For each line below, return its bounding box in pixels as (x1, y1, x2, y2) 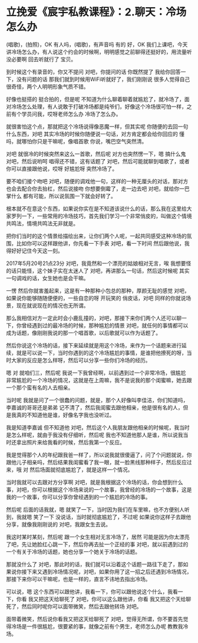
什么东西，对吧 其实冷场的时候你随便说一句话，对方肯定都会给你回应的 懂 (6, 130, 184, 137)
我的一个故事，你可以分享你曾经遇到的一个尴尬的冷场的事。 (6, 493, 151, 500)
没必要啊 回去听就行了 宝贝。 (6, 56, 77, 63)
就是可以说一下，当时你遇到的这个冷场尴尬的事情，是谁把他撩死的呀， (16, 349, 187, 356)
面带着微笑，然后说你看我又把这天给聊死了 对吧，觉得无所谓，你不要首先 (6, 615, 183, 622)
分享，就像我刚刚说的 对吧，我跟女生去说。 (6, 521, 111, 528)
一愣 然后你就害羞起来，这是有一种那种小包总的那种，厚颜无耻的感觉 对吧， (6, 287, 190, 294)
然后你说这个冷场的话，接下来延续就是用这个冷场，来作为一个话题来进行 (6, 341, 181, 349)
